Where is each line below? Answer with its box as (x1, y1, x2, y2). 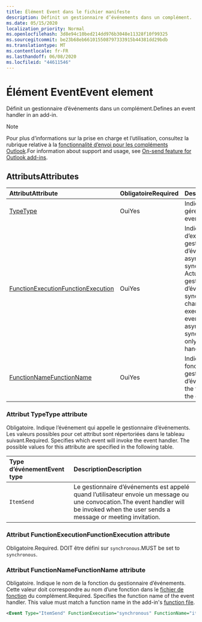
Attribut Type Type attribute (6, 410, 88, 418)
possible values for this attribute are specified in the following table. (6, 443, 174, 450)
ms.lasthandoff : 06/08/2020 (6, 54, 77, 60)
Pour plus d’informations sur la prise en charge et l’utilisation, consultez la (6, 135, 189, 142)
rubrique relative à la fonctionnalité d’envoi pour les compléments (6, 141, 168, 148)
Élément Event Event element (6, 85, 153, 99)
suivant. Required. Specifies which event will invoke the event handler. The (6, 437, 190, 444)
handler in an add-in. (6, 111, 58, 119)
